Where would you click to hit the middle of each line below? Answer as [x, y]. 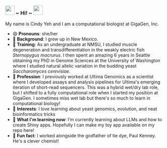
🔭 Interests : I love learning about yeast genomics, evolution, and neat [85, 109]
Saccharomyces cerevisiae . [41, 71]
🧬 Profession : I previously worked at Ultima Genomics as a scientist [83, 77]
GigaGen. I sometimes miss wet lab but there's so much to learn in [81, 98]
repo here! [23, 130]
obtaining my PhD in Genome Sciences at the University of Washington [86, 61]
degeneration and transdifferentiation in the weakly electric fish [78, 50]
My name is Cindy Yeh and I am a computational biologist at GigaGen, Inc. [82, 24]
